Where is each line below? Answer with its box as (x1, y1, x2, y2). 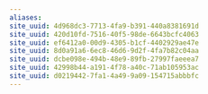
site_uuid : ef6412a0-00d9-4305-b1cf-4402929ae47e (9, 38, 200, 47)
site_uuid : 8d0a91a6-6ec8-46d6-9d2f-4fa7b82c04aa (9, 47, 200, 56)
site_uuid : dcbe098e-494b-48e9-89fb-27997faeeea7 (9, 55, 200, 64)
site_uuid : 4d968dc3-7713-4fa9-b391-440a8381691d (9, 21, 200, 30)
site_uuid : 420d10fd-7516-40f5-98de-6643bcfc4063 (9, 30, 200, 38)
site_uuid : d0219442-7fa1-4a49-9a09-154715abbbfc (9, 72, 200, 81)
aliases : (9, 13, 42, 22)
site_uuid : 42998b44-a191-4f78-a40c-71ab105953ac (9, 64, 200, 73)
